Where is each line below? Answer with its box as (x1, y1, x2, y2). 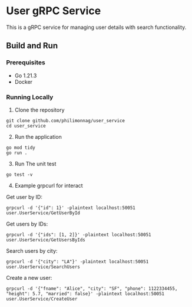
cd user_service (6, 123, 46, 129)
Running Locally (6, 93, 54, 101)
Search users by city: (6, 247, 58, 254)
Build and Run (6, 41, 58, 51)
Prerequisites (6, 58, 45, 67)
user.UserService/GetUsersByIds (6, 237, 85, 243)
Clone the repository (14, 106, 65, 113)
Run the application (14, 133, 62, 140)
